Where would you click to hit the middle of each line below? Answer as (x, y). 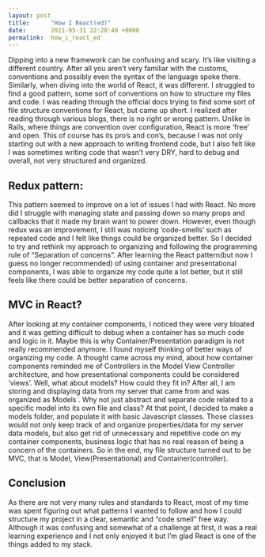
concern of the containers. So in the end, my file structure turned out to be (130, 450)
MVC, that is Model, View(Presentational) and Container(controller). (118, 458)
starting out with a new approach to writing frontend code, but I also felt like (132, 144)
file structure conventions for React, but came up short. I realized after (123, 111)
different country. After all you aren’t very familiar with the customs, (118, 69)
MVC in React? (45, 305)
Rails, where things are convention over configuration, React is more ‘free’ (129, 127)
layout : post (30, 15)
